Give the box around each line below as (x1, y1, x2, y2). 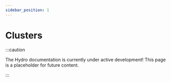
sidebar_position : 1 (5, 7, 50, 13)
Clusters (5, 29, 43, 41)
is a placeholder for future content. (5, 62, 79, 68)
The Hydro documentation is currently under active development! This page (5, 56, 166, 63)
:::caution (5, 47, 26, 53)
